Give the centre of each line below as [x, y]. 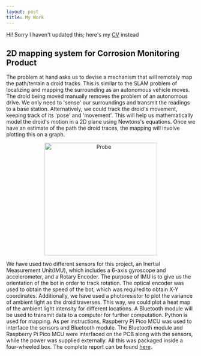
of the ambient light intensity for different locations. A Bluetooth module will [100, 309]
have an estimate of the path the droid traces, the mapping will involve [93, 128]
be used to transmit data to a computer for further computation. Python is [97, 315]
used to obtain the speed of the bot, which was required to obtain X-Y [92, 289]
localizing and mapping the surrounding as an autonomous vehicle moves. [98, 90]
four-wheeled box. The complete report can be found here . [79, 347]
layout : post [22, 12]
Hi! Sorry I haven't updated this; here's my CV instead [73, 34]
